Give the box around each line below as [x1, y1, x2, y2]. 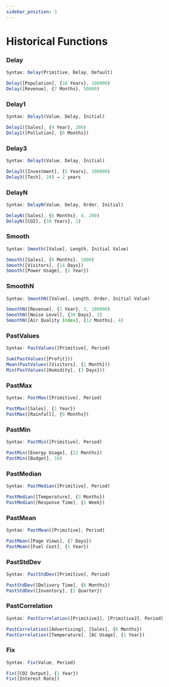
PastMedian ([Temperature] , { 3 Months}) [6, 494, 105, 500]
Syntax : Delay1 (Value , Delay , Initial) [6, 114, 105, 120]
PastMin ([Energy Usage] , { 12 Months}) [6, 449, 102, 455]
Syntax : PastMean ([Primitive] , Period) [6, 527, 105, 533]
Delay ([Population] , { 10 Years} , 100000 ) [6, 80, 111, 86]
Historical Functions [6, 34, 108, 48]
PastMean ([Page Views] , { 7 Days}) [6, 538, 92, 544]
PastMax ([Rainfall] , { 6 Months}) [6, 411, 89, 417]
